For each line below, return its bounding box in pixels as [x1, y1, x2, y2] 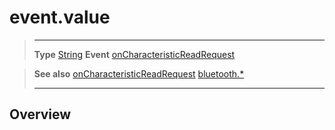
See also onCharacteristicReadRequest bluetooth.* [33, 67, 245, 80]
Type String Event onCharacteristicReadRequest [33, 48, 236, 60]
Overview [9, 106, 72, 123]
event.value [9, 6, 111, 29]
